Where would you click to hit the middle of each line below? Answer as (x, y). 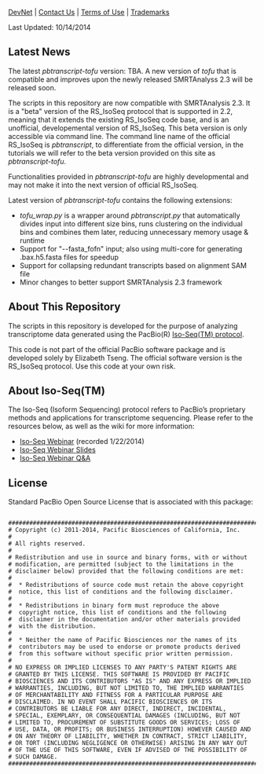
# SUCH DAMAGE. (33, 757)
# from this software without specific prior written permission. (121, 654)
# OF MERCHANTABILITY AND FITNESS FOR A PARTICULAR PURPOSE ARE (115, 695)
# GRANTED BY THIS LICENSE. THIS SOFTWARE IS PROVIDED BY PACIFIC (119, 675)
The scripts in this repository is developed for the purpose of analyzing (123, 325)
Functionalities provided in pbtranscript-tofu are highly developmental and (128, 176)
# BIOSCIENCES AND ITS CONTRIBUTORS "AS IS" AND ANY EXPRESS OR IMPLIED (130, 681)
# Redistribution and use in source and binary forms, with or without (128, 558)
